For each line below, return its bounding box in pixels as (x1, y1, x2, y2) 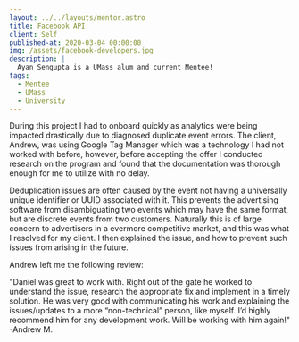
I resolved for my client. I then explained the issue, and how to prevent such (9, 233, 287, 244)
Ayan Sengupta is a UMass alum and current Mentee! (17, 63, 214, 72)
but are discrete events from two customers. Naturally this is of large (9, 213, 262, 224)
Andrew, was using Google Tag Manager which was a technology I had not (9, 139, 284, 150)
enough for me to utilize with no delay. (9, 168, 150, 179)
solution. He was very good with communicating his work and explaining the (9, 296, 290, 306)
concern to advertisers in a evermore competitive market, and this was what (9, 223, 290, 234)
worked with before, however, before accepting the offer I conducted (9, 149, 263, 160)
